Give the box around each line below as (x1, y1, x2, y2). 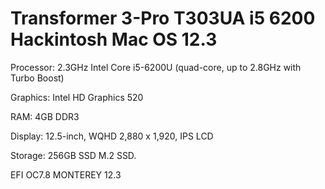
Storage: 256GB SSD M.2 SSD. (10, 149, 137, 161)
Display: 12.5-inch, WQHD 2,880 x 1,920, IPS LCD (10, 130, 214, 142)
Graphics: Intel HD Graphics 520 (10, 91, 144, 103)
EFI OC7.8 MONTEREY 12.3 (10, 168, 122, 181)
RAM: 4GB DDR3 (10, 110, 80, 122)
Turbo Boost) (10, 72, 65, 84)
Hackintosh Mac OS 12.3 (10, 28, 218, 51)
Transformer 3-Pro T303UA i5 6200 (10, 7, 316, 30)
